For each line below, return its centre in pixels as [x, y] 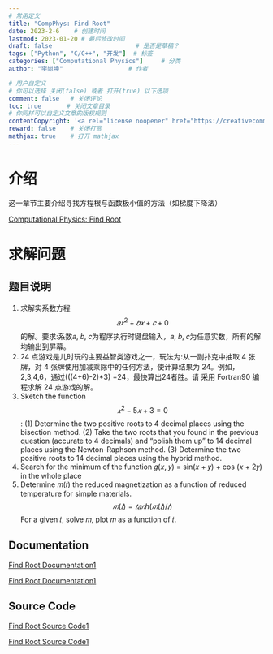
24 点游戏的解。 [71, 387]
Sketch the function [53, 396]
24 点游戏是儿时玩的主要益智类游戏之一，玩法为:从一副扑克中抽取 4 [133, 357]
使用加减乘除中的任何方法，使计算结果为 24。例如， [152, 367]
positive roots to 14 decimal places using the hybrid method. [121, 458]
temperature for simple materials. [76, 493]
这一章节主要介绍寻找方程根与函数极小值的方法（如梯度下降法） [115, 203]
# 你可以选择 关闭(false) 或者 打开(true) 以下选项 [89, 91]
